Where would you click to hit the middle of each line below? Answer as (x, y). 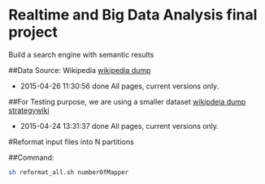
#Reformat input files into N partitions (71, 141)
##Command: (31, 157)
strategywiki (29, 110)
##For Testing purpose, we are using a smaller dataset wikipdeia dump (127, 101)
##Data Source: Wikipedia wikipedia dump (80, 70)
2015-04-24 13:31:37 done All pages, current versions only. (119, 126)
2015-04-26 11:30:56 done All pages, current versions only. (119, 86)
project (33, 32)
